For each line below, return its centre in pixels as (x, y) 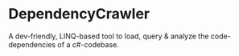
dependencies (32, 44)
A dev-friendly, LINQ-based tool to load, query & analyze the (109, 36)
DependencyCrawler (79, 14)
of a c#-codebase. (88, 44)
